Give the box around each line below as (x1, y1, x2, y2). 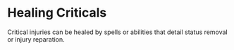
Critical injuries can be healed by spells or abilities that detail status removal (7, 28, 228, 36)
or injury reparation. (7, 35, 65, 43)
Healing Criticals (7, 5, 107, 21)
